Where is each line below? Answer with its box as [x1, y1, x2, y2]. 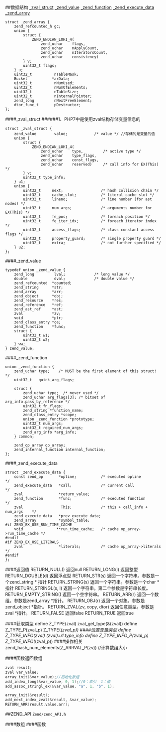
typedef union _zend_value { [5, 268, 66, 273]
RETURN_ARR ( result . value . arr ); [5, 702, 70, 707]
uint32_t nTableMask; [14, 72, 79, 77]
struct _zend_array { [5, 19, 50, 24]
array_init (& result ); [5, 693, 50, 698]
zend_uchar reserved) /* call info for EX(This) [40, 162, 159, 167]
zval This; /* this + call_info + [14, 505, 148, 510]
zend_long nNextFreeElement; [14, 98, 92, 103]
